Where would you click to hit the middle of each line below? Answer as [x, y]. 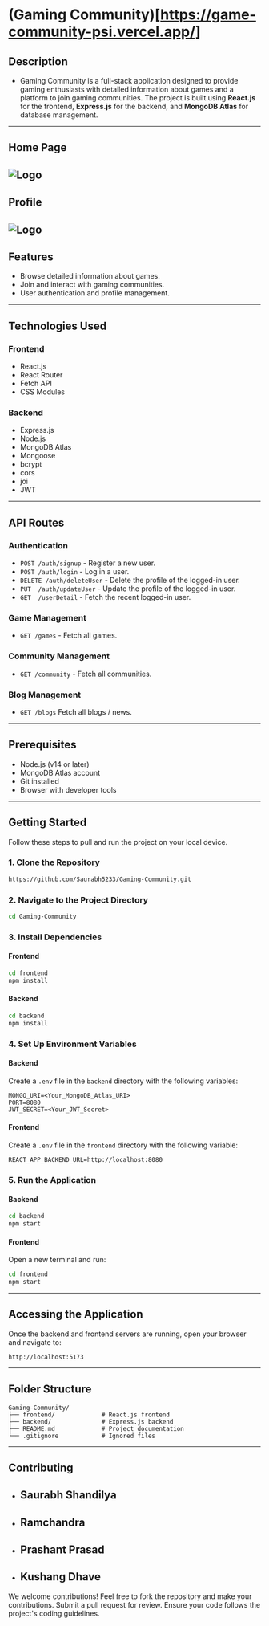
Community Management [59, 656]
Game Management [47, 617]
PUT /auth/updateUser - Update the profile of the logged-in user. [128, 589]
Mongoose [38, 456]
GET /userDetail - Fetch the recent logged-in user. [105, 597]
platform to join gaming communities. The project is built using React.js [138, 98]
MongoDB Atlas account [60, 772]
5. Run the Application [52, 1180]
